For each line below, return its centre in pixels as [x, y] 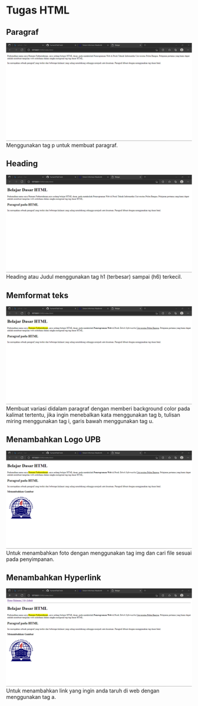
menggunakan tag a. [31, 697]
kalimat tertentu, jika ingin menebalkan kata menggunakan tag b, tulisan [93, 415]
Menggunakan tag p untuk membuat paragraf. [62, 145]
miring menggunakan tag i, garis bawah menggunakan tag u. [80, 421]
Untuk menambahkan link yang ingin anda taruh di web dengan [83, 691]
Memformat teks [37, 295]
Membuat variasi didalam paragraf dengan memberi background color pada [98, 408]
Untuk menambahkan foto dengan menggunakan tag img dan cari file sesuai [99, 553]
